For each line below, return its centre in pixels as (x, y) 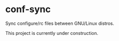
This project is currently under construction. (52, 33)
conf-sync (28, 9)
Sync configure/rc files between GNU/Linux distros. (60, 23)
